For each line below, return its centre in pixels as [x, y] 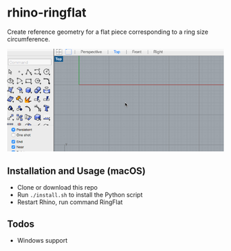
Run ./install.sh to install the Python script [80, 195]
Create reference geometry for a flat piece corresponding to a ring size [108, 32]
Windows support [42, 240]
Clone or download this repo [57, 188]
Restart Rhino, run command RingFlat [70, 202]
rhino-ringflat [47, 13]
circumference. [29, 39]
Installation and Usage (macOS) [77, 171]
